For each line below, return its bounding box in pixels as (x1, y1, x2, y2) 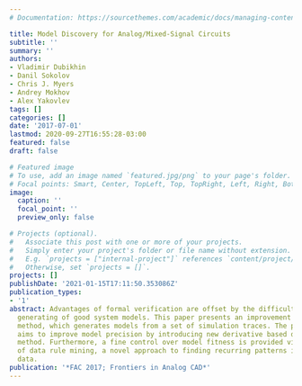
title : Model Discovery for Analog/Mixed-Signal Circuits (9, 29, 231, 39)
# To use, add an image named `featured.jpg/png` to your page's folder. (9, 171, 292, 180)
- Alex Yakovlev (9, 96, 70, 105)
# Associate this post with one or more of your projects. (9, 238, 244, 247)
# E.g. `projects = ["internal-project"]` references (9, 254, 223, 264)
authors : (9, 55, 42, 64)
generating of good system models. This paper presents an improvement (17, 312, 292, 322)
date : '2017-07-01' (9, 121, 83, 130)
